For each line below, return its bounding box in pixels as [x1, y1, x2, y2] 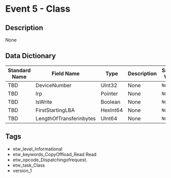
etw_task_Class [12, 162, 45, 168]
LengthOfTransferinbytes [35, 115, 96, 122]
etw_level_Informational [12, 146, 63, 152]
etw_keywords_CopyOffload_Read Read [12, 151, 97, 157]
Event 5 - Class [5, 3, 70, 15]
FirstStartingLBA [35, 107, 75, 114]
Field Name [51, 70, 80, 77]
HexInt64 [100, 107, 123, 114]
